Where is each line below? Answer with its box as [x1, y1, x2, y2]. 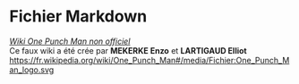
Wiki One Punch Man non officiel [9, 36, 131, 46]
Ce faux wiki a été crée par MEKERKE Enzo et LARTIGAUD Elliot [9, 45, 248, 55]
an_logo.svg [9, 64, 55, 75]
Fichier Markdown [9, 6, 148, 27]
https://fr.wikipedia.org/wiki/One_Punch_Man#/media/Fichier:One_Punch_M [9, 55, 290, 65]
